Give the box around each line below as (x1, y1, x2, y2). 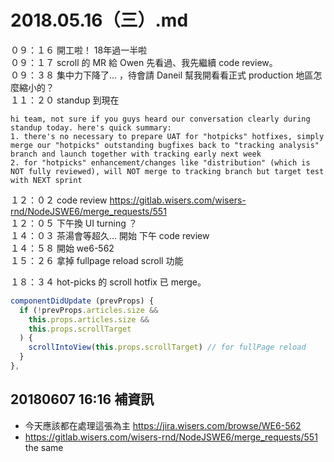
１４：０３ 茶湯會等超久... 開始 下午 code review (10, 229, 210, 241)
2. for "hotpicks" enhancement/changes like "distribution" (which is (10, 157, 311, 168)
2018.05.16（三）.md (10, 9, 189, 32)
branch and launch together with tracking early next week (10, 149, 262, 159)
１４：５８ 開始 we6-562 (10, 242, 115, 254)
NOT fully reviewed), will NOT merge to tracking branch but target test (10, 166, 325, 176)
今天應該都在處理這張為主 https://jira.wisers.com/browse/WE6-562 (24, 419, 302, 431)
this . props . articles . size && (28, 314, 150, 325)
